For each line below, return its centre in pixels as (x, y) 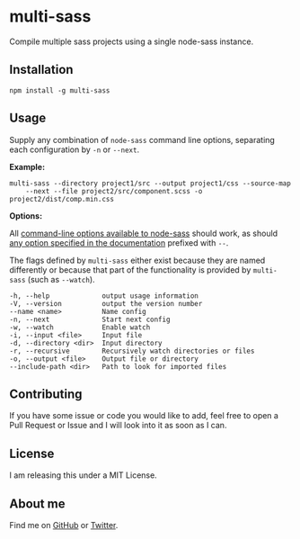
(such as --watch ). (62, 279)
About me (37, 503)
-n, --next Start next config (90, 319)
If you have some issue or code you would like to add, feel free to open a (144, 416)
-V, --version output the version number (106, 303)
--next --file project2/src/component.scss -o (114, 191)
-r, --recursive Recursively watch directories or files (132, 351)
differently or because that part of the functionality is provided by (130, 269)
